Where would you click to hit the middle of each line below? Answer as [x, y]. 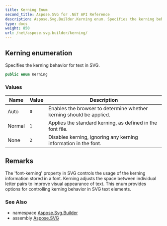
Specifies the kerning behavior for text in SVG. [53, 65]
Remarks [19, 161]
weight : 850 [17, 28]
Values [14, 87]
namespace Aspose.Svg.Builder [45, 213]
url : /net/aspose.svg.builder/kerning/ [46, 33]
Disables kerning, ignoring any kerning [93, 137]
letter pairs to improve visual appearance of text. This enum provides [76, 184]
